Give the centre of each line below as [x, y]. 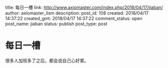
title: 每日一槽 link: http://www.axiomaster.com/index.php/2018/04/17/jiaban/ [84, 7]
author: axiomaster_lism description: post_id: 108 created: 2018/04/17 [77, 13]
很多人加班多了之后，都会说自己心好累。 [47, 60]
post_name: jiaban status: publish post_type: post [56, 24]
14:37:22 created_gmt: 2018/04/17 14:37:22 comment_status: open [74, 18]
